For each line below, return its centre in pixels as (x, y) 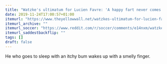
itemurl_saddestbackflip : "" (35, 33)
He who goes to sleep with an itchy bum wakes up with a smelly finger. (78, 56)
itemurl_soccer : (22, 28)
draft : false (19, 42)
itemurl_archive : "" (27, 24)
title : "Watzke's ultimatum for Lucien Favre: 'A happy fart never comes (83, 10)
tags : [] (14, 38)
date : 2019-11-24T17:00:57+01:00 (40, 14)
